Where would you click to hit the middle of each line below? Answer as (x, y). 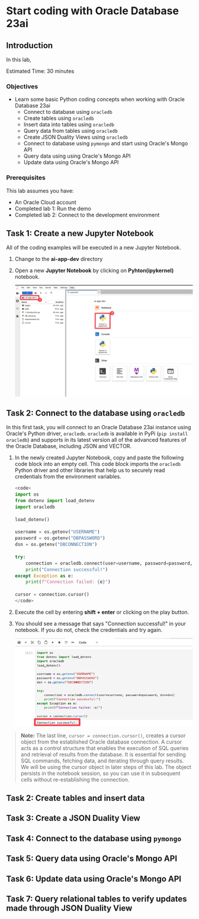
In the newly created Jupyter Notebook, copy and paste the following (99, 458)
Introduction (30, 45)
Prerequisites (26, 178)
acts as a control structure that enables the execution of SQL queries (105, 748)
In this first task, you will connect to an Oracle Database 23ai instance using (99, 427)
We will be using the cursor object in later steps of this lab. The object (106, 767)
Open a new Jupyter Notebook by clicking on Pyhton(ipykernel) (94, 270)
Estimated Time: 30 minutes (40, 71)
